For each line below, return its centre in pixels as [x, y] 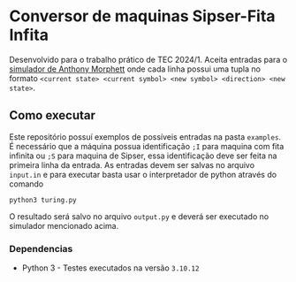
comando [27, 184]
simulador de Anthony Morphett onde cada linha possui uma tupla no [135, 69]
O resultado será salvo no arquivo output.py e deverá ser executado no [139, 216]
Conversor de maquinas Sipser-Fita [142, 16]
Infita [29, 35]
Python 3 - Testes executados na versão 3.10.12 [110, 268]
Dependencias [41, 248]
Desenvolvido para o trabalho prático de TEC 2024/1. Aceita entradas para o [148, 59]
